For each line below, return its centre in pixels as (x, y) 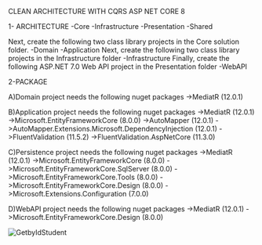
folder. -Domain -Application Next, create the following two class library (124, 50)
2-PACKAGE (28, 82)
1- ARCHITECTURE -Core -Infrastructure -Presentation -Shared (111, 26)
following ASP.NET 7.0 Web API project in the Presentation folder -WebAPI (128, 67)
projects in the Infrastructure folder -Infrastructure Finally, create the (119, 58)
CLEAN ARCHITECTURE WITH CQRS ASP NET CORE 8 (97, 11)
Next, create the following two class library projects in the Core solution (124, 41)
